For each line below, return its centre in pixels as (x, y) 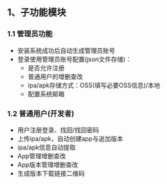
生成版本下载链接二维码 (51, 173)
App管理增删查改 (41, 156)
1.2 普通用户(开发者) (41, 113)
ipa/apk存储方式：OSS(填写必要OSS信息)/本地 (94, 85)
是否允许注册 (46, 67)
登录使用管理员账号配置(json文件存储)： (74, 59)
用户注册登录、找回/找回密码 (58, 130)
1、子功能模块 (37, 12)
